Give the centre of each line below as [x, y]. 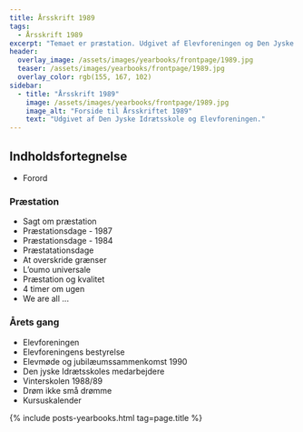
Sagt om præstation [59, 221]
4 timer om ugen [54, 289]
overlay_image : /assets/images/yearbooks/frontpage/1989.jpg [136, 60]
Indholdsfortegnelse [68, 156]
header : [24, 52]
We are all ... [46, 299]
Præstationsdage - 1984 [68, 241]
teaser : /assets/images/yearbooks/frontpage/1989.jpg [121, 69]
